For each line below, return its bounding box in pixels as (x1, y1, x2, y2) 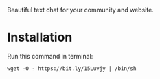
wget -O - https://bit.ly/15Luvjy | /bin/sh (7, 65, 137, 72)
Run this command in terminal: (7, 52, 93, 60)
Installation (7, 30, 73, 45)
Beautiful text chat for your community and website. (7, 6, 155, 14)
